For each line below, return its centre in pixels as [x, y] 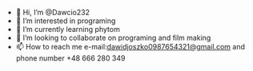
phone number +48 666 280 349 [70, 58]
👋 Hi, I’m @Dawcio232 [53, 12]
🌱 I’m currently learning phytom [68, 29]
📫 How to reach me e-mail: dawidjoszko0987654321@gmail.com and [131, 47]
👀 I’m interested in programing [66, 21]
